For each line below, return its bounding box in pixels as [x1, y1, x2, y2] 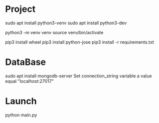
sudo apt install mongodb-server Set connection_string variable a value [5, 73, 152, 79]
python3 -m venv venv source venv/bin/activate [5, 29, 104, 35]
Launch [5, 96, 37, 107]
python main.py [5, 112, 37, 118]
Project [5, 3, 36, 15]
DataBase [5, 57, 46, 68]
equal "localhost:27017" [5, 78, 54, 84]
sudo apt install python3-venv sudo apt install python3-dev [5, 20, 127, 26]
